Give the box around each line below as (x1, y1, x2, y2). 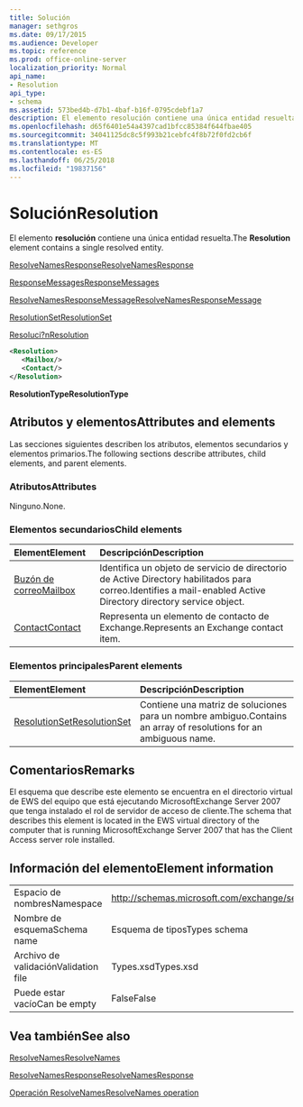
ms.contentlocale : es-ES (9, 147, 103, 156)
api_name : (9, 72, 47, 81)
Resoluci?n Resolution (9, 330, 89, 341)
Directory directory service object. (98, 596, 245, 608)
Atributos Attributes (9, 480, 97, 492)
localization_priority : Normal (9, 64, 127, 73)
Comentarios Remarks (9, 763, 135, 778)
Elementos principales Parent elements (9, 660, 183, 672)
